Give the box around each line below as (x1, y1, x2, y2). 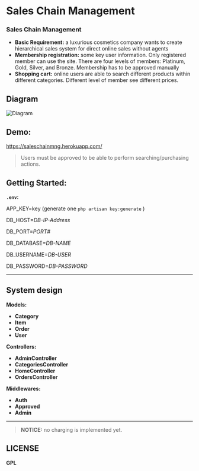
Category (14, 312, 39, 320)
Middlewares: (6, 385, 41, 392)
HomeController (14, 367, 56, 374)
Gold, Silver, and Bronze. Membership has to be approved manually (14, 64, 179, 71)
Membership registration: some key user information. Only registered (14, 52, 187, 59)
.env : (6, 193, 19, 200)
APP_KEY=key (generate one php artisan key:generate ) (6, 205, 145, 212)
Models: (6, 301, 27, 308)
